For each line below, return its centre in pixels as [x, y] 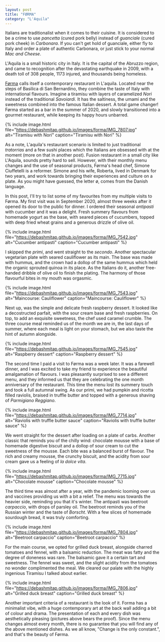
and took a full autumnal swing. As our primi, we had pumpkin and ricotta [79, 390]
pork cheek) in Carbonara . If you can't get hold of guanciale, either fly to [79, 43]
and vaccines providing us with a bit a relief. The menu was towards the [78, 496]
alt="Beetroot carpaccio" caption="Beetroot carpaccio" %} [65, 538]
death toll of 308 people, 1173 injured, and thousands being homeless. [76, 74]
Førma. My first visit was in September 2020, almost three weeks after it [78, 201]
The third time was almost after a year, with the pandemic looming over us [80, 491]
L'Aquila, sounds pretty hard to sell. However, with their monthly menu [76, 160]
